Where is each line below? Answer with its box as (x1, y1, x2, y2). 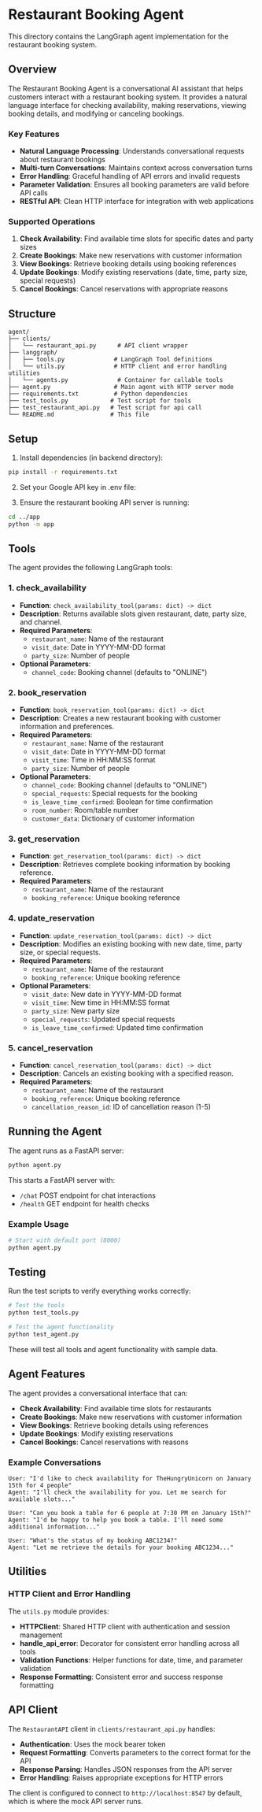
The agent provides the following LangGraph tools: (8, 563, 173, 573)
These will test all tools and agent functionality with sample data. (8, 1344, 218, 1354)
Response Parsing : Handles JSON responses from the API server (19, 1764, 233, 1773)
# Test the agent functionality (8, 1323, 114, 1332)
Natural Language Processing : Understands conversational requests (19, 146, 245, 156)
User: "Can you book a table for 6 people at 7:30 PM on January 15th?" (8, 1510, 252, 1517)
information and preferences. (19, 722, 115, 731)
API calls (19, 188, 49, 198)
